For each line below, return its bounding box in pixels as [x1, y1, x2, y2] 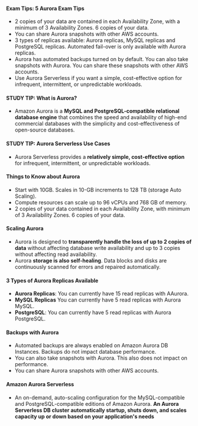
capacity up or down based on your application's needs [14, 412, 155, 420]
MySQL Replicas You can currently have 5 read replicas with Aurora [14, 296, 181, 303]
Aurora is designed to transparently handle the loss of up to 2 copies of [14, 238, 192, 245]
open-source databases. [14, 126, 75, 133]
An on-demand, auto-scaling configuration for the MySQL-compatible [14, 394, 185, 401]
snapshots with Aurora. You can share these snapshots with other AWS [14, 62, 189, 69]
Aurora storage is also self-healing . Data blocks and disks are [14, 257, 167, 264]
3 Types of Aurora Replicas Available [6, 277, 99, 284]
